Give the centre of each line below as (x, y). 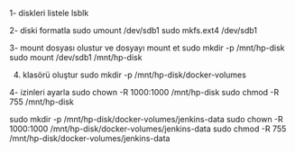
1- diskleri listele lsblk (49, 13)
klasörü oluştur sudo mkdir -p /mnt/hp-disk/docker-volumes (134, 75)
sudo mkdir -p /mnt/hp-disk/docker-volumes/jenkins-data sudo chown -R (147, 119)
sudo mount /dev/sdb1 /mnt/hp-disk (76, 57)
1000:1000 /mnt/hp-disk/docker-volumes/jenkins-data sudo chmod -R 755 (148, 129)
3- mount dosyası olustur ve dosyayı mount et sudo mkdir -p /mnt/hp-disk (147, 48)
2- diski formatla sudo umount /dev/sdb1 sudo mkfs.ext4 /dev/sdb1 (134, 30)
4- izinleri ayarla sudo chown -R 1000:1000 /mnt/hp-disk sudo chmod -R (144, 92)
